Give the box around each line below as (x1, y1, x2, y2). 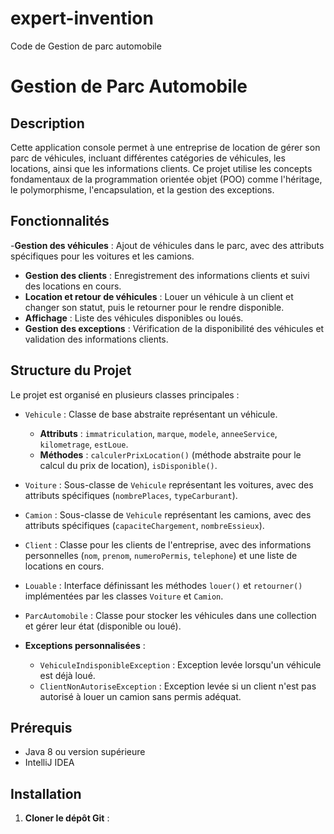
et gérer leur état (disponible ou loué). (24, 620, 182, 632)
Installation (10, 785, 82, 802)
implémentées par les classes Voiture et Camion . (24, 590, 224, 602)
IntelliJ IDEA (24, 757, 75, 769)
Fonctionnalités (10, 213, 110, 230)
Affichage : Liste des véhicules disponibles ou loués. (24, 312, 244, 324)
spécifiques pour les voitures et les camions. (10, 250, 195, 262)
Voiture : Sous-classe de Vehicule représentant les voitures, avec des (24, 478, 314, 491)
